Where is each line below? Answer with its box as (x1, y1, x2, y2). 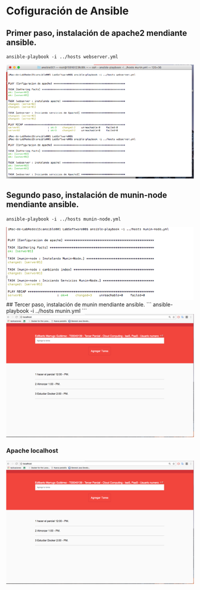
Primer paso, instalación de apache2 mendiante (6, 28, 187, 38)
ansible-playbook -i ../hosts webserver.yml (6, 54, 118, 60)
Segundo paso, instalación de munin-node (6, 190, 168, 201)
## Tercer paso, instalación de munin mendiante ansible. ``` (6, 300, 152, 308)
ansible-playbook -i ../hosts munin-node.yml (6, 216, 121, 222)
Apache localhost (6, 447, 58, 455)
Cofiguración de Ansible (6, 4, 129, 18)
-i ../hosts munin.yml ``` (30, 307, 87, 314)
